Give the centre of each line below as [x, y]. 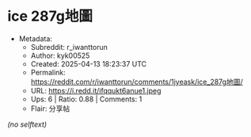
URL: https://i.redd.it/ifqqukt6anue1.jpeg [96, 90]
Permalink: [48, 72]
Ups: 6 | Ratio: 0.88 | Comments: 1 [86, 99]
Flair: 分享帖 [50, 108]
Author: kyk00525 [60, 55]
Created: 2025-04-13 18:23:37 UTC [89, 63]
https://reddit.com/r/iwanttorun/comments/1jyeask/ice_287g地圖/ [137, 82]
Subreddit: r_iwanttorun [69, 47]
